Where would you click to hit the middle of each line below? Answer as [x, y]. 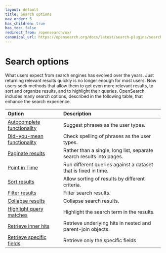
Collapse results [26, 201]
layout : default [22, 10]
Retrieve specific [27, 237]
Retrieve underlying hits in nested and [107, 223]
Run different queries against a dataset [108, 164]
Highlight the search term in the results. [109, 212]
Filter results [22, 193]
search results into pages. [93, 156]
